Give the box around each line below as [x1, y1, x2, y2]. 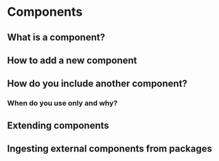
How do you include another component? [7, 78, 187, 90]
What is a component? [7, 32, 105, 43]
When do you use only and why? [7, 99, 118, 108]
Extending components [7, 119, 110, 131]
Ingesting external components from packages [7, 143, 213, 155]
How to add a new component [7, 54, 137, 66]
